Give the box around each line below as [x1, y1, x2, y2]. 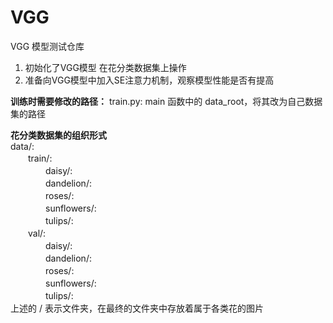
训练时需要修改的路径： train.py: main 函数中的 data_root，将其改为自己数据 [10, 95, 323, 107]
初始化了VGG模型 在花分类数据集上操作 [24, 61, 187, 73]
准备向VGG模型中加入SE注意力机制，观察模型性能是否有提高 [24, 74, 275, 86]
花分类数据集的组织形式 [10, 129, 107, 141]
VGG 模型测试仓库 [10, 40, 85, 52]
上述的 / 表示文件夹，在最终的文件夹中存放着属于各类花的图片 [10, 302, 264, 314]
